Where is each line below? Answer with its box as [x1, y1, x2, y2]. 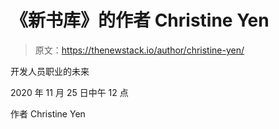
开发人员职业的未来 [10, 65, 90, 77]
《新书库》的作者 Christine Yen [10, 9, 270, 32]
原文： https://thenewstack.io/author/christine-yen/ [34, 44, 245, 56]
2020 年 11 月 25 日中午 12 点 [10, 86, 129, 98]
